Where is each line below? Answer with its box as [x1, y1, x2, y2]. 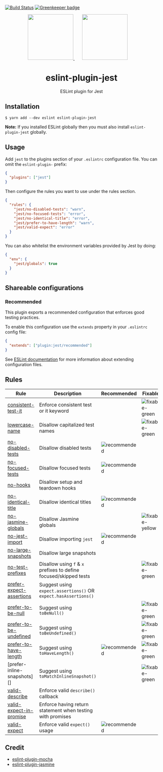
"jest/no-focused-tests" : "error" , [14, 211, 86, 216]
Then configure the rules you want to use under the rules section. [5, 189, 136, 194]
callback [39, 693, 59, 700]
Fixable [142, 390, 160, 397]
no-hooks [7, 481, 31, 488]
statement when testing [39, 707, 93, 714]
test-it [7, 407, 22, 414]
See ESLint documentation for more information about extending [5, 356, 134, 362]
